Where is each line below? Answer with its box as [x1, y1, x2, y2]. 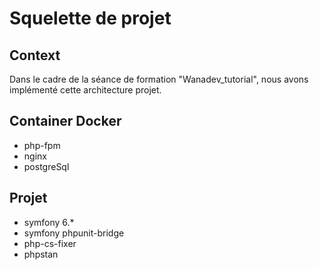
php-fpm [23, 139, 61, 151]
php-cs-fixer [23, 237, 77, 249]
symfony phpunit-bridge [23, 227, 125, 239]
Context [9, 47, 61, 64]
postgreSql [23, 160, 70, 172]
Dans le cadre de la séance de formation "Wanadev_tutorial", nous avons [9, 73, 309, 85]
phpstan [23, 248, 59, 260]
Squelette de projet [9, 7, 172, 30]
